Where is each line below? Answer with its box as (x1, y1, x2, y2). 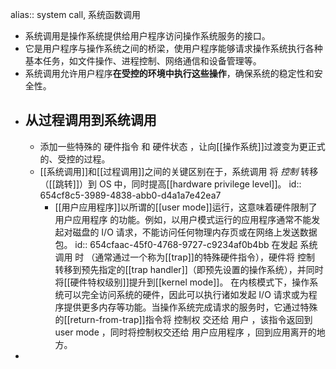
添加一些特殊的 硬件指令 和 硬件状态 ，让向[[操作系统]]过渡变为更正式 (39, 140, 326, 152)
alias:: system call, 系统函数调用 (10, 9, 142, 20)
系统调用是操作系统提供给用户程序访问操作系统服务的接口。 (24, 30, 271, 42)
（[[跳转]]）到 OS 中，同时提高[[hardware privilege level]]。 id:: (39, 178, 302, 190)
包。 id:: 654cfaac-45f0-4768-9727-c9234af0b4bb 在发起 (54, 238, 298, 250)
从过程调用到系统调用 (24, 112, 157, 129)
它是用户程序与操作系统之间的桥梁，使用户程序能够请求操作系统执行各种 (24, 43, 323, 54)
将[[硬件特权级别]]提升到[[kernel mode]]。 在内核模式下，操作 (54, 276, 310, 288)
